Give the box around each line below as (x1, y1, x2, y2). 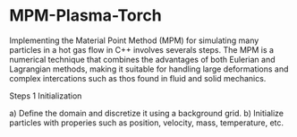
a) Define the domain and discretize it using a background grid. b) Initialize (9, 107, 284, 118)
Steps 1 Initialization (9, 90, 82, 101)
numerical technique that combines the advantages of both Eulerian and (9, 54, 276, 64)
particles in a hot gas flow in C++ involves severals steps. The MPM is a (9, 44, 275, 55)
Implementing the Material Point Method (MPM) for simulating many (9, 35, 259, 46)
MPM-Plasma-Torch (9, 5, 163, 26)
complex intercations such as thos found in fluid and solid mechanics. (9, 73, 267, 83)
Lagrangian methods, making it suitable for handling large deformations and (9, 64, 289, 74)
